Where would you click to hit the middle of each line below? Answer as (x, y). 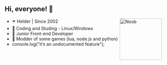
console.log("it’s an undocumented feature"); (58, 44)
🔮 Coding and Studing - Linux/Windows (52, 28)
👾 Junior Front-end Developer (42, 33)
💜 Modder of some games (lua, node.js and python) (65, 39)
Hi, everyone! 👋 (29, 9)
